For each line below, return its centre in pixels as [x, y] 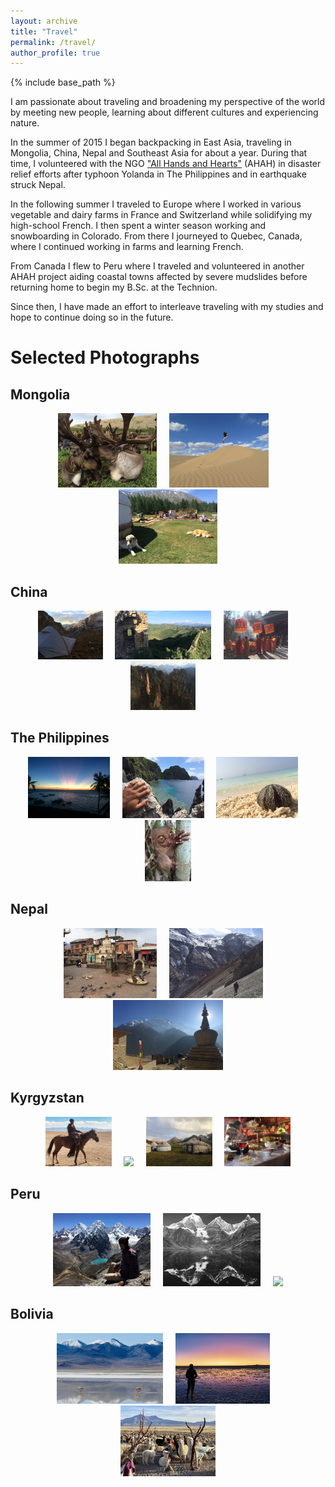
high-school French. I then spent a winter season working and [138, 226]
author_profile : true [55, 53]
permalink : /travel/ [53, 42]
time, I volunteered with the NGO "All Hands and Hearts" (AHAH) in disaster [166, 164]
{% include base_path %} [63, 82]
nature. [25, 123]
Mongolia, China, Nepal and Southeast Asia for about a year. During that [159, 153]
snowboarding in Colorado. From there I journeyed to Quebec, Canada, [156, 236]
